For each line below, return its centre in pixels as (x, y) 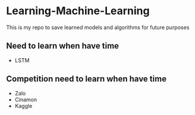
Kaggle (23, 106)
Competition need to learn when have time (87, 79)
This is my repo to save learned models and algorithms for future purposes (98, 27)
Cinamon (26, 100)
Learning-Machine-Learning (78, 11)
